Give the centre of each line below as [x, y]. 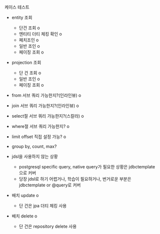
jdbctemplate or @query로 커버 [50, 185]
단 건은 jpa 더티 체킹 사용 [43, 206]
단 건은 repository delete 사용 [48, 226]
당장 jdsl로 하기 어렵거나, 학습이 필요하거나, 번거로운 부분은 [75, 179]
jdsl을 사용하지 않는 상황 [35, 156]
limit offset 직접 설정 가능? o [39, 137]
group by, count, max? [34, 146]
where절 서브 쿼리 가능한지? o [40, 126]
